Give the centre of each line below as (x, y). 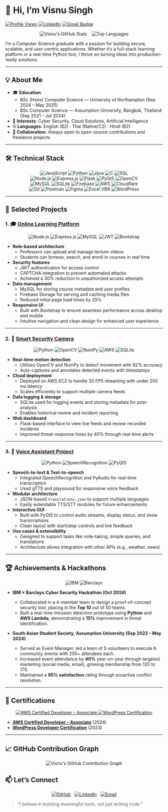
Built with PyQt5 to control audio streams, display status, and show (89, 515)
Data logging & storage (37, 397)
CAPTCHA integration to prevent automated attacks (73, 273)
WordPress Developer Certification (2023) (57, 728)
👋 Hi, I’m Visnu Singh (49, 10)
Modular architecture (35, 494)
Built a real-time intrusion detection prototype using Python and (86, 613)
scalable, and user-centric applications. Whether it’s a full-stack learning (80, 49)
